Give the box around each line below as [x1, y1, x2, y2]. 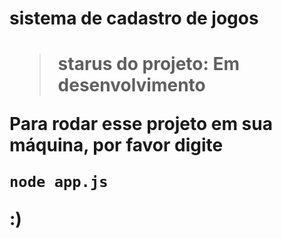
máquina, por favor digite [9, 134, 224, 157]
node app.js [9, 173, 109, 192]
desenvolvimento [57, 74, 206, 97]
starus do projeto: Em [57, 53, 241, 76]
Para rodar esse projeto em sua [9, 113, 273, 136]
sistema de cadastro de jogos [9, 7, 259, 30]
